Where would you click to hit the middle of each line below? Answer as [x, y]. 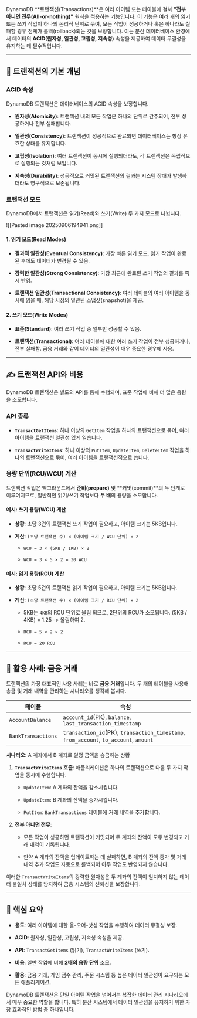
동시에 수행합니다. [46, 775]
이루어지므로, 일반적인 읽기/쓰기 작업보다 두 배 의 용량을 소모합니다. [82, 495]
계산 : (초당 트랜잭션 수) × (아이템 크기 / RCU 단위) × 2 [77, 600]
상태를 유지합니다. [46, 143]
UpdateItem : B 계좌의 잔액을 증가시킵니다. [71, 800]
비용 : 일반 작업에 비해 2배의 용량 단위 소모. [63, 962]
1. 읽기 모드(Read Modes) [36, 239]
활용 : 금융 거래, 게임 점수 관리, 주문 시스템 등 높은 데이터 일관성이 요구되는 [99, 975]
